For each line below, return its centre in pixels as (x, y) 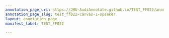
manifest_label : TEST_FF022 (35, 23)
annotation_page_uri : (28, 10)
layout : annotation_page (31, 19)
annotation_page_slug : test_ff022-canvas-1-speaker (60, 14)
